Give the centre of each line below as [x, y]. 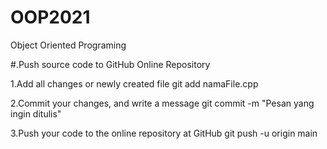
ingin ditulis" [36, 113]
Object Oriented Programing [68, 45]
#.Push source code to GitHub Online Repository [110, 64]
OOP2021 [50, 17]
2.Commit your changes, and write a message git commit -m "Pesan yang [162, 103]
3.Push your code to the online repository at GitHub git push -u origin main [164, 133]
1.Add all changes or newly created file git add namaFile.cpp [134, 83]
